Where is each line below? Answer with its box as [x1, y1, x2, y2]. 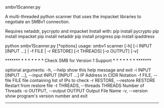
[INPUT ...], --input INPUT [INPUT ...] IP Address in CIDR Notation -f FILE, [5, 72, 153, 78]
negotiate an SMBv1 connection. [5, 19, 70, 24]
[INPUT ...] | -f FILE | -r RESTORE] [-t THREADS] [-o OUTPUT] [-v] [5, 48, 139, 54]
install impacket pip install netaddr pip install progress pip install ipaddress [5, 34, 155, 39]
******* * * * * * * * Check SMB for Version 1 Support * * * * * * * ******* [5, 58, 152, 63]
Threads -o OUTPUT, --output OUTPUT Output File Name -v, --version [5, 88, 148, 93]
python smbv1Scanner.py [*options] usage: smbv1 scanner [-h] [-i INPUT [5, 43, 152, 48]
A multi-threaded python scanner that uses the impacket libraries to [5, 14, 142, 19]
